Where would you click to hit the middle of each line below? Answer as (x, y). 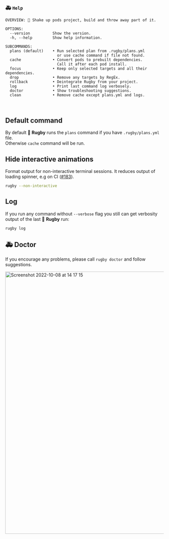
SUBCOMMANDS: (19, 47)
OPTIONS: (14, 29)
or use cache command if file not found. (101, 55)
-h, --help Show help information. (56, 38)
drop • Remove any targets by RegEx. (65, 78)
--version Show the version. (51, 34)
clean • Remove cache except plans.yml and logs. (77, 95)
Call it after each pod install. (92, 65)
